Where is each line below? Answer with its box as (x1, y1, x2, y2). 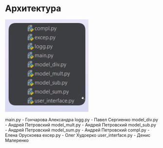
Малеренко (5, 137, 29, 143)
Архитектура (5, 3, 62, 14)
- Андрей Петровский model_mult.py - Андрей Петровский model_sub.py (5, 122, 157, 128)
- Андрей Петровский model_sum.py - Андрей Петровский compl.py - (5, 127, 150, 133)
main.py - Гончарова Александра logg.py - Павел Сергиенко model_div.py (5, 116, 158, 122)
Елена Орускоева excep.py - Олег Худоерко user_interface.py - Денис (5, 132, 151, 138)
